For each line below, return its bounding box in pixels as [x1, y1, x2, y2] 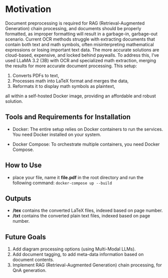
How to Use [5, 161, 42, 170]
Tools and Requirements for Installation [5, 113, 131, 121]
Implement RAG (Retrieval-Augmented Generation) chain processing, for [12, 262, 162, 268]
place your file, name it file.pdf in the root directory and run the [12, 174, 144, 180]
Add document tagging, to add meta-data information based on [12, 251, 144, 257]
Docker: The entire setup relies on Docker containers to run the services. [12, 126, 163, 132]
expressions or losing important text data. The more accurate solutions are [5, 47, 159, 53]
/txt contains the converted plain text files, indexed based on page [12, 213, 150, 219]
